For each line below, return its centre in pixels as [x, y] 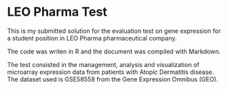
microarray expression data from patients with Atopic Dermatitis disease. [111, 72]
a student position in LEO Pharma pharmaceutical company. [92, 38]
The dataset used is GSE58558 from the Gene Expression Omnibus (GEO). [113, 79]
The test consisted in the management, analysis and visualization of [103, 64]
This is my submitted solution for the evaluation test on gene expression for [114, 31]
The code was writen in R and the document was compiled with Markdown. [114, 51]
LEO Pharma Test [58, 12]
